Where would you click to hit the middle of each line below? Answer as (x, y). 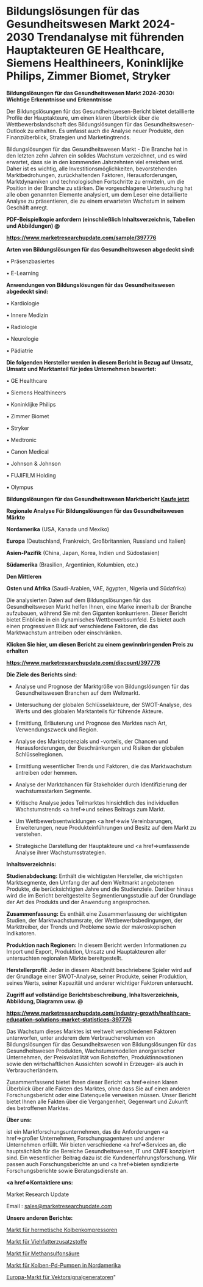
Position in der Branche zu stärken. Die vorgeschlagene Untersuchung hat (99, 188)
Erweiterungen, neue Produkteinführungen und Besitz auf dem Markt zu (106, 827)
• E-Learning (23, 273)
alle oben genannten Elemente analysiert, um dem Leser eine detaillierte (97, 194)
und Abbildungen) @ (33, 226)
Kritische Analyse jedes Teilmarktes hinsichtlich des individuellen (97, 803)
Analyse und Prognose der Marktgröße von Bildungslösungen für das (102, 686)
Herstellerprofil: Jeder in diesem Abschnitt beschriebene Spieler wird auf (99, 970)
